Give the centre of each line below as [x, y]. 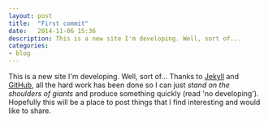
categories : [28, 46]
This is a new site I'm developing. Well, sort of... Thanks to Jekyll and [124, 76]
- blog [19, 53]
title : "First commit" [49, 23]
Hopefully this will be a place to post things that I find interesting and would [134, 102]
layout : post [30, 16]
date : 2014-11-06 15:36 [52, 31]
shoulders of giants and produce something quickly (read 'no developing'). [134, 93]
